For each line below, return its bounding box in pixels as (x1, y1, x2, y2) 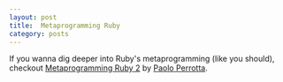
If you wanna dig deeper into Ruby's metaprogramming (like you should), (9, 54, 275, 64)
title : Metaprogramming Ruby (9, 21, 121, 30)
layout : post (9, 12, 57, 22)
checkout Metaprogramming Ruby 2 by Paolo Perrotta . (9, 63, 208, 73)
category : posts (9, 29, 69, 38)
